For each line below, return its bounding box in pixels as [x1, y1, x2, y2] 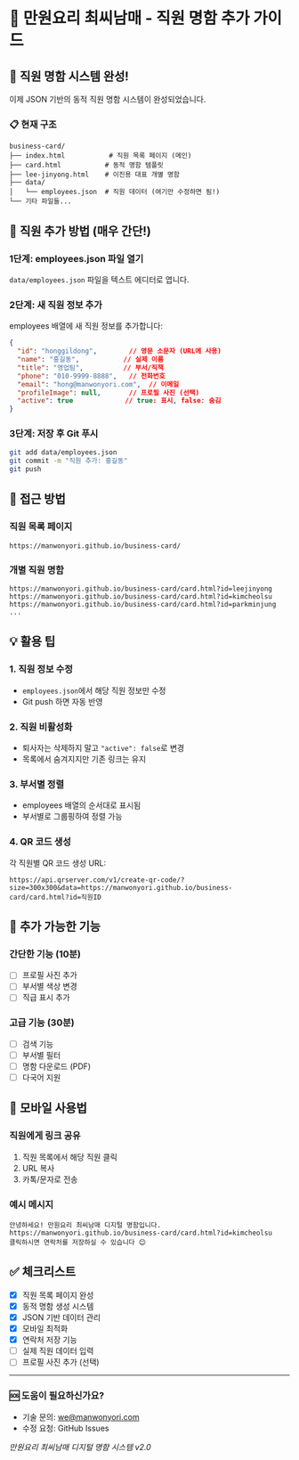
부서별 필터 [21, 1049, 61, 1060]
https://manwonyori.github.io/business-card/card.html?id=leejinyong [9, 584, 273, 593]
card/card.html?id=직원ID [9, 893, 102, 901]
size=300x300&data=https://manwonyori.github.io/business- [9, 883, 233, 892]
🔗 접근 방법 [9, 492, 67, 507]
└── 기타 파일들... [9, 197, 72, 206]
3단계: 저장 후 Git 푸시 [9, 428, 99, 440]
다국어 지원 [21, 1073, 61, 1082]
